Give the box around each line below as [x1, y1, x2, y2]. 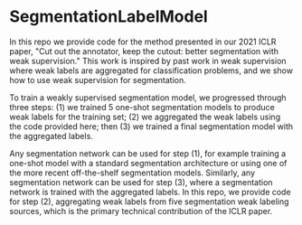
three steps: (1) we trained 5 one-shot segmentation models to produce [9, 101, 276, 112]
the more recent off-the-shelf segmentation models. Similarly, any [9, 167, 256, 178]
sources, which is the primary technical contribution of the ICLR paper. [9, 205, 273, 216]
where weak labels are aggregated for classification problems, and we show [9, 65, 294, 76]
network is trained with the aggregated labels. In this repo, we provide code [9, 186, 291, 197]
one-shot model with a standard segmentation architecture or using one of [9, 157, 288, 168]
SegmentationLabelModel [9, 6, 208, 27]
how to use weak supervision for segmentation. [9, 74, 187, 85]
